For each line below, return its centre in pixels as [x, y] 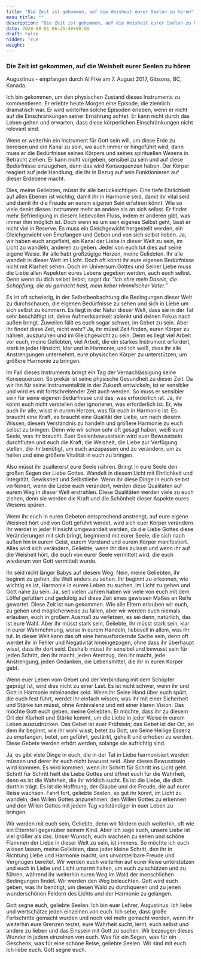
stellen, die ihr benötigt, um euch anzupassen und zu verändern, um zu [94, 449]
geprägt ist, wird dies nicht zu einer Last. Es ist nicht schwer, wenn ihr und [98, 686]
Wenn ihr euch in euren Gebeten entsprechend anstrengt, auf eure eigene [97, 517]
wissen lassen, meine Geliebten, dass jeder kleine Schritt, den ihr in [89, 849]
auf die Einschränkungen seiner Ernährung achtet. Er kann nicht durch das [98, 116]
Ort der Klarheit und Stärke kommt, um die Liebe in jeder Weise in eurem [95, 718]
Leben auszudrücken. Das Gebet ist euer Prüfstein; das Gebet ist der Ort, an [100, 724]
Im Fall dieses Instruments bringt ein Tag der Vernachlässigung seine [91, 372]
